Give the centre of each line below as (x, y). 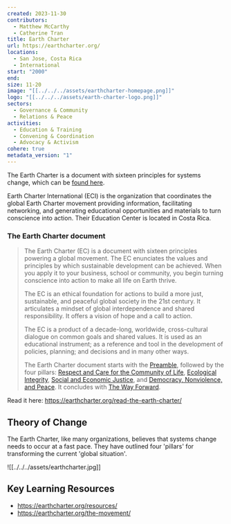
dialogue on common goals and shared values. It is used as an (113, 337)
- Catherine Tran (38, 33)
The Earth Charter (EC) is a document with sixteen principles (111, 251)
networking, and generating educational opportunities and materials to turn (114, 210)
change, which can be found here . (56, 182)
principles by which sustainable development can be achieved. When (123, 266)
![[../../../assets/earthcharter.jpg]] (54, 467)
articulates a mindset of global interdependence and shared (109, 308)
